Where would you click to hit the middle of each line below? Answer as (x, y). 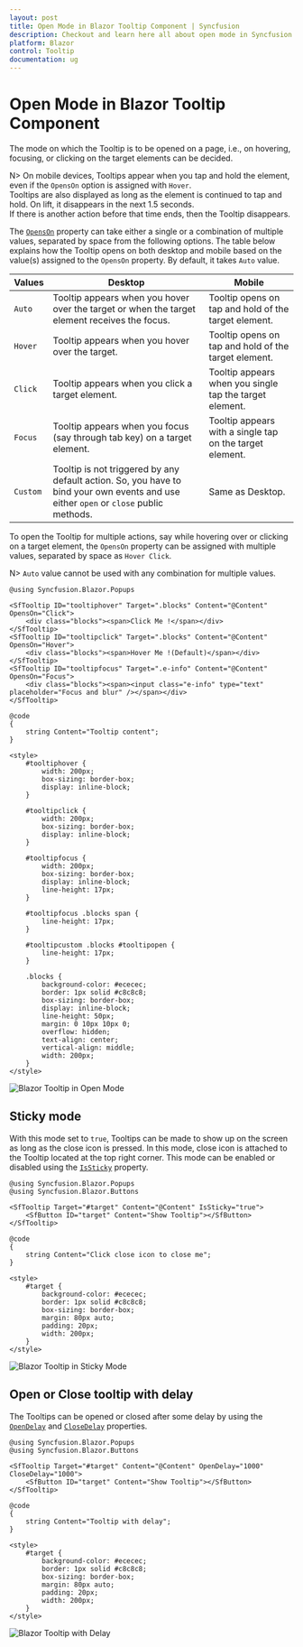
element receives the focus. (111, 319)
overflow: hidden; (76, 1032)
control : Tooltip (42, 51)
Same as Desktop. (247, 491)
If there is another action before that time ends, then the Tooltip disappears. (150, 214)
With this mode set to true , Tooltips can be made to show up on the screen (149, 1138)
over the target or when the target (124, 309)
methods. (73, 514)
